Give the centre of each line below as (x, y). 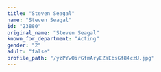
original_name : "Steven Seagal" (53, 33)
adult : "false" (29, 52)
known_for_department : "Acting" (53, 39)
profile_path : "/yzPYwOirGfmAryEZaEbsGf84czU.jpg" (81, 58)
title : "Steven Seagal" (41, 13)
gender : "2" (24, 45)
